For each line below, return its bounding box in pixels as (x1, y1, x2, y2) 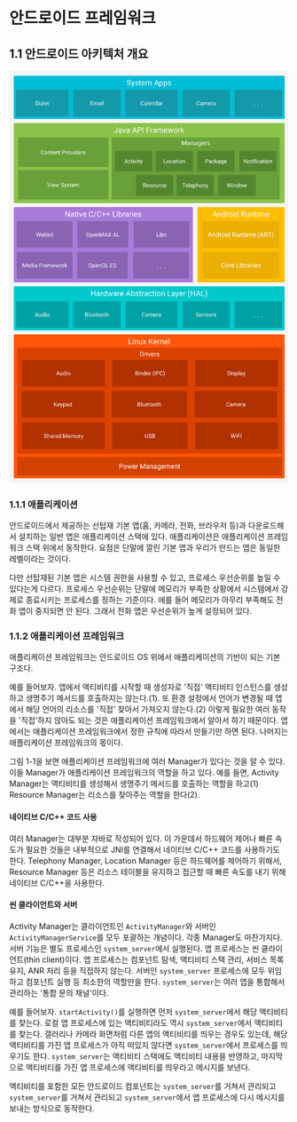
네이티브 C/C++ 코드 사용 (9, 812, 98, 823)
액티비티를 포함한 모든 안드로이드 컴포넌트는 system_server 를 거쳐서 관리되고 (9, 1080, 277, 1091)
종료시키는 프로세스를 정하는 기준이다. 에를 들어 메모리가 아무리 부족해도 (25, 594, 275, 605)
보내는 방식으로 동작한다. (9, 1102, 95, 1113)
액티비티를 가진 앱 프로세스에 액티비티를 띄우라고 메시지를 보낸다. (25, 1062, 251, 1072)
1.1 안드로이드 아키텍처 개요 (9, 46, 149, 61)
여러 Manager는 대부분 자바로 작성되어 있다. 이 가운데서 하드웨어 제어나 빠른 (9, 832, 273, 844)
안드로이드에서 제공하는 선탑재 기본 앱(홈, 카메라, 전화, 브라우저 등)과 (9, 521, 246, 531)
